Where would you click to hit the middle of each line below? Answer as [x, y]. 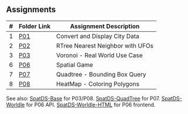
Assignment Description [105, 26]
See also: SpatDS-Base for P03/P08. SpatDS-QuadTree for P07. [83, 98]
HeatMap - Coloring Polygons [98, 83]
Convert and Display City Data [98, 36]
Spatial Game [75, 65]
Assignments [31, 10]
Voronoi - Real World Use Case [99, 55]
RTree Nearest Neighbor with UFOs [105, 45]
